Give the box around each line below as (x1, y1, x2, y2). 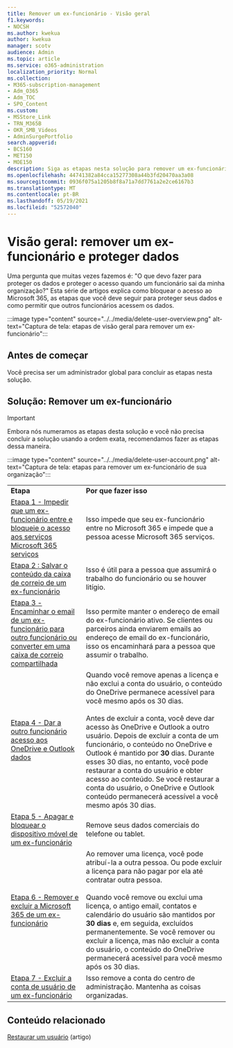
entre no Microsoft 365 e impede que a (85, 523, 214, 533)
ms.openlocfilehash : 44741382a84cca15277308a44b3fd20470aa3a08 (7, 172, 194, 179)
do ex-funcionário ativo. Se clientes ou (85, 616, 213, 625)
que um (10, 506, 36, 516)
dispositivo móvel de (10, 829, 78, 839)
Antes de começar (7, 350, 89, 361)
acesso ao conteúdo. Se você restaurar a (85, 774, 220, 784)
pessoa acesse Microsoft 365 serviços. (85, 532, 215, 542)
